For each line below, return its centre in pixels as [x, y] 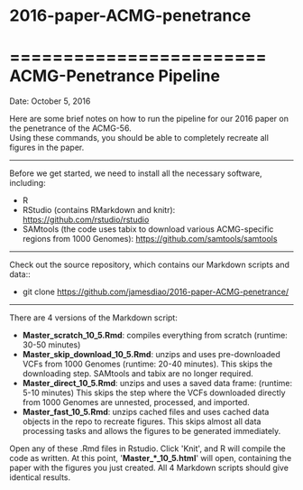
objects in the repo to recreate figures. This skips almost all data [142, 421]
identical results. [40, 477]
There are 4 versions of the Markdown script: [93, 318]
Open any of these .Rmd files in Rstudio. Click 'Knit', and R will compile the [147, 448]
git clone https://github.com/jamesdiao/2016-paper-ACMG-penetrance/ [156, 292]
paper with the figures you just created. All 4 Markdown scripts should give [149, 468]
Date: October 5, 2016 [50, 101]
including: [28, 183]
